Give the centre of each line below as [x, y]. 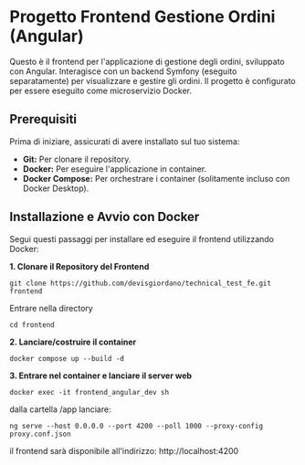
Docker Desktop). [56, 188]
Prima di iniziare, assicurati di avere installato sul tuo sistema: [125, 141]
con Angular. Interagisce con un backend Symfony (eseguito [123, 71]
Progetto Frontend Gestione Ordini [142, 17]
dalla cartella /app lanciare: [60, 409]
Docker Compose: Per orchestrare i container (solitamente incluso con [156, 178]
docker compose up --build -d [67, 358]
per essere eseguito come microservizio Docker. [100, 90]
